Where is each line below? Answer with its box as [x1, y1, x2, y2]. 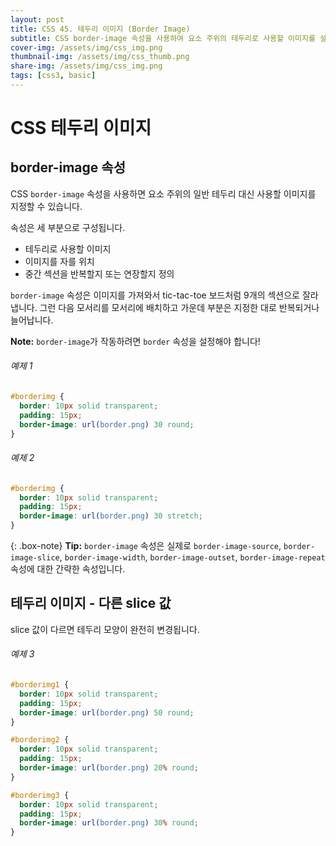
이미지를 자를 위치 [24, 255, 95, 267]
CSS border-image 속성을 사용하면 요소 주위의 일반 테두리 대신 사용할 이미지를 [10, 187, 317, 200]
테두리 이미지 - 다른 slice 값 [10, 595, 172, 612]
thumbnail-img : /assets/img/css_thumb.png [10, 52, 190, 62]
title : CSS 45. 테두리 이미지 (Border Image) [10, 24, 191, 34]
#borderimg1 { [10, 680, 70, 690]
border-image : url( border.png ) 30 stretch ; [19, 511, 203, 521]
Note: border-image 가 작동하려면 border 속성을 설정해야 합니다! [10, 335, 261, 347]
